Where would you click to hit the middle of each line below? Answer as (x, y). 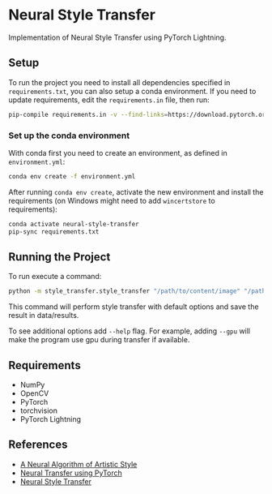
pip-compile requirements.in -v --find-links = (88, 114)
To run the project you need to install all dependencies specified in (119, 82)
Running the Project (59, 257)
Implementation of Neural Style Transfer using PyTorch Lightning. (117, 37)
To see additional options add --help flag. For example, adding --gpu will (130, 331)
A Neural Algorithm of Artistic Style (79, 464)
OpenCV (34, 393)
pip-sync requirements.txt (54, 232)
